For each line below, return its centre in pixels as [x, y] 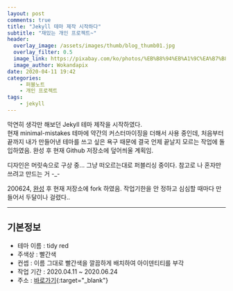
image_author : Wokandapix [51, 65]
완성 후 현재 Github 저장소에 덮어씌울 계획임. [93, 150]
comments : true [29, 20]
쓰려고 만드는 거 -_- [34, 173]
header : [18, 39]
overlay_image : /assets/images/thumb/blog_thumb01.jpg [94, 46]
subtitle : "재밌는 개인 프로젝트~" [52, 33]
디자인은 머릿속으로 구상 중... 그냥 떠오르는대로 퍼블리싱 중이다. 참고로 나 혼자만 [114, 165]
